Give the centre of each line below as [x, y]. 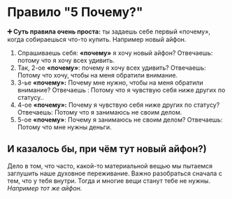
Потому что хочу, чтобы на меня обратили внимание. [97, 75]
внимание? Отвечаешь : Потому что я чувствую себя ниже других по [121, 90]
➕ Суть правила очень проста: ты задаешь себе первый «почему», [109, 31]
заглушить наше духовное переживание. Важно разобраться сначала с [115, 173]
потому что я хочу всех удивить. [66, 60]
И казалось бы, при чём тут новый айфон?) [107, 149]
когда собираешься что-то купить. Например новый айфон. [97, 39]
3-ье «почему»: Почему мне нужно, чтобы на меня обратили [110, 82]
